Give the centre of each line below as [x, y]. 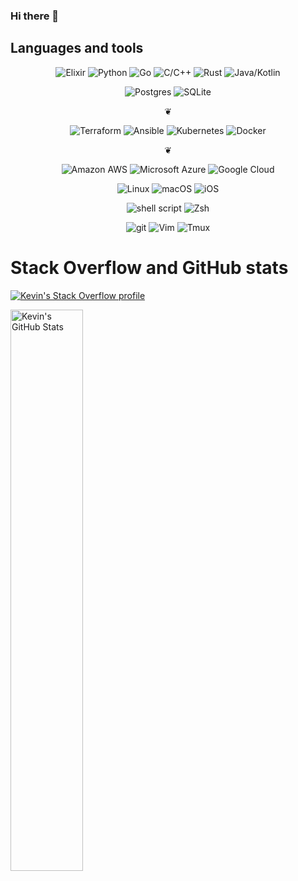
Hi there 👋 [35, 16]
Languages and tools [77, 48]
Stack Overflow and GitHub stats [149, 267]
